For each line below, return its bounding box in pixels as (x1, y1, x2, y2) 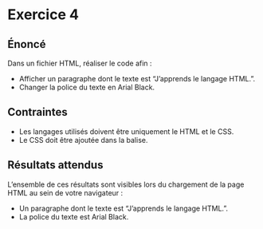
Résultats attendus (7, 158, 104, 172)
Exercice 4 (7, 6, 79, 24)
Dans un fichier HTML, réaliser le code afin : (7, 58, 152, 68)
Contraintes (7, 105, 69, 119)
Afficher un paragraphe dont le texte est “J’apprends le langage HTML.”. (18, 74, 256, 83)
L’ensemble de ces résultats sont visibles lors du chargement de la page (7, 180, 245, 189)
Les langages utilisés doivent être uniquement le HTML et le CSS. (18, 126, 234, 136)
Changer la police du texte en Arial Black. (18, 82, 155, 92)
